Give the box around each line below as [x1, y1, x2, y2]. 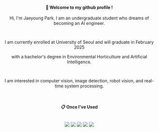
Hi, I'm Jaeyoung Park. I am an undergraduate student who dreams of [9, 15, 149, 21]
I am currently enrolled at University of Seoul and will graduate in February [4, 39, 154, 45]
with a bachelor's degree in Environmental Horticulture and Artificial [11, 54, 147, 60]
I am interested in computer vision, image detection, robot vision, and [4, 78, 143, 84]
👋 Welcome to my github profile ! [45, 4, 113, 10]
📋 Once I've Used [60, 104, 98, 110]
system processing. [64, 83, 104, 89]
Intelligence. [67, 59, 92, 65]
